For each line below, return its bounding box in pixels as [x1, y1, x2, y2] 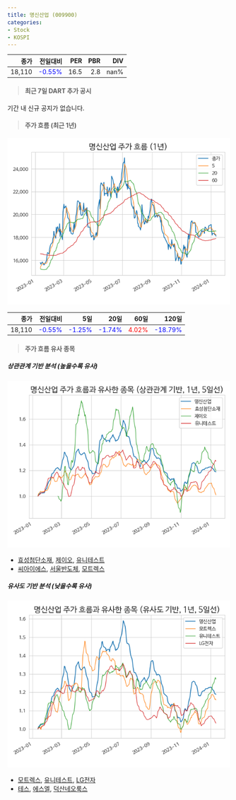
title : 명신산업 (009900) [7, 11, 78, 18]
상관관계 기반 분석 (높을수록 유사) [7, 362, 98, 370]
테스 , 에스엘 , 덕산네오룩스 [17, 784, 88, 793]
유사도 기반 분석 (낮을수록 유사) [7, 582, 93, 590]
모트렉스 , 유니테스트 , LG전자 [17, 775, 96, 784]
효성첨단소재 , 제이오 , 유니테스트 [17, 555, 105, 564]
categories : [7, 18, 42, 26]
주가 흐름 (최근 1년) [24, 121, 77, 130]
